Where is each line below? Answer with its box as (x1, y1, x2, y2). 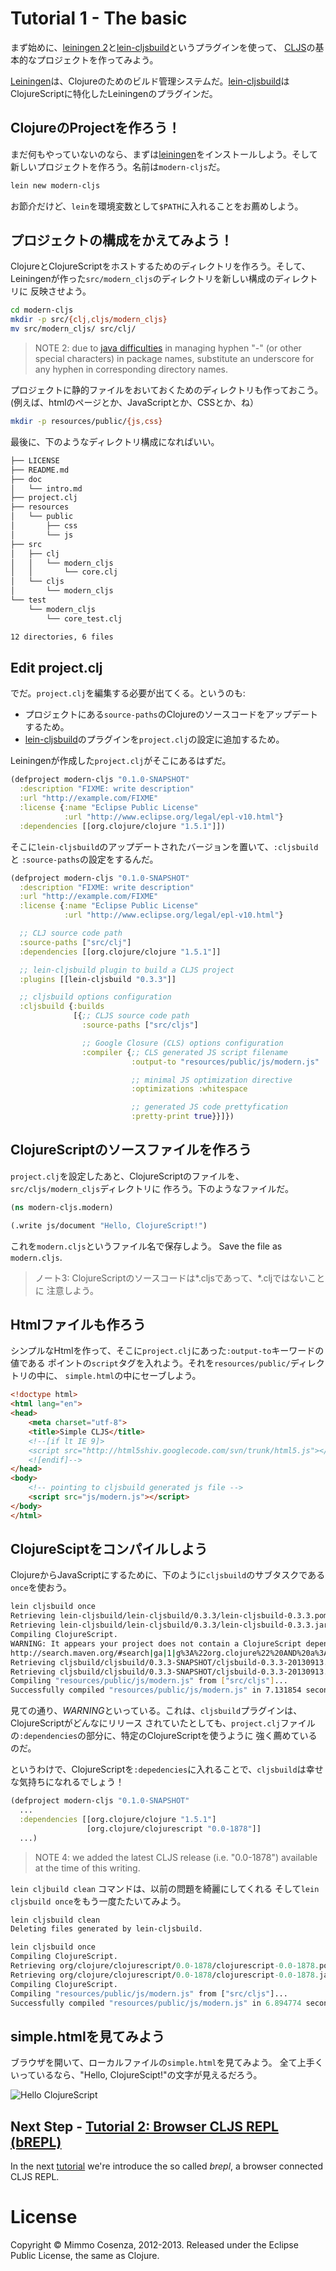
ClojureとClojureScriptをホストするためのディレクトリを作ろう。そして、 (10, 260, 311, 272)
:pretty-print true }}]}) (131, 1112, 235, 1122)
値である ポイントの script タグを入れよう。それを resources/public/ (10, 1357, 291, 1369)
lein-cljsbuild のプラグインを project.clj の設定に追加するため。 (24, 733, 285, 746)
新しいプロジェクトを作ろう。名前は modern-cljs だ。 (10, 160, 226, 172)
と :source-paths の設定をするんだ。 (10, 853, 159, 865)
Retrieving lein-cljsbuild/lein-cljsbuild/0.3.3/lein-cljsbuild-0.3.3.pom (10, 1611, 329, 1621)
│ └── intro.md (10, 483, 83, 494)
